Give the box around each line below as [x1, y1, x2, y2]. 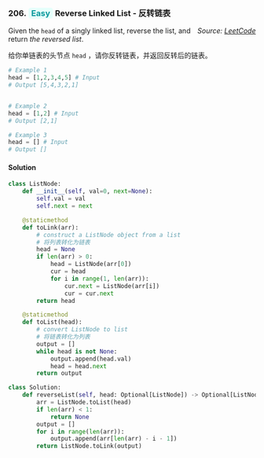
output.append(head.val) [49, 355, 132, 363]
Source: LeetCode [197, 26, 256, 35]
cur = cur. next [64, 290, 114, 297]
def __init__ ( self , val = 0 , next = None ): [22, 187, 153, 195]
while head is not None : [36, 347, 118, 356]
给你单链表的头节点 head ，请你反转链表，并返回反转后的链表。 [8, 50, 212, 61]
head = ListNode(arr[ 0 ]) [49, 260, 132, 268]
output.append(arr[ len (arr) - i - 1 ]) [49, 435, 178, 443]
